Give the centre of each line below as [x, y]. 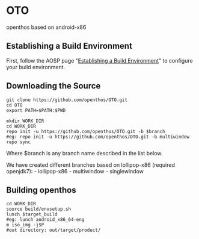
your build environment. [36, 67]
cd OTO [14, 105]
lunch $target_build [32, 214]
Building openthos [41, 190]
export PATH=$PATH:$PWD [36, 110]
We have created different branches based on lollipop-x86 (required [91, 165]
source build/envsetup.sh [38, 209]
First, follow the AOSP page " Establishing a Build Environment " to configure [100, 60]
